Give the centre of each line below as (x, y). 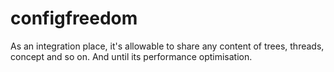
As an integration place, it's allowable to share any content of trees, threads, (167, 46)
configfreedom (74, 18)
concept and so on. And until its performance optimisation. (131, 56)
